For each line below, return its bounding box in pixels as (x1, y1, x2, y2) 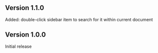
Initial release (5, 43, 32, 49)
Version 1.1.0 (5, 4, 44, 12)
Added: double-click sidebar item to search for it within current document (5, 16, 153, 22)
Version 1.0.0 (5, 31, 46, 39)
